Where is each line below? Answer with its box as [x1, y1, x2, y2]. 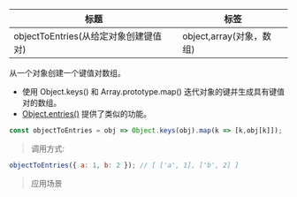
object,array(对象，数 [182, 30, 271, 42]
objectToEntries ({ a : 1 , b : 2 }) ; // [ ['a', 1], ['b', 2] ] [9, 161, 240, 170]
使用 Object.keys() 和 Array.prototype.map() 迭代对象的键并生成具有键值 [21, 87, 286, 96]
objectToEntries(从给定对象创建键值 [13, 30, 162, 42]
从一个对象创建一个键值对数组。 [9, 68, 126, 78]
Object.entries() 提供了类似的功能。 [21, 109, 152, 118]
